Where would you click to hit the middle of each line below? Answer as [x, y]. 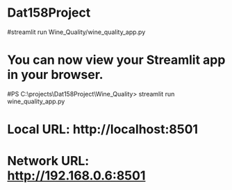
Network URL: [48, 161]
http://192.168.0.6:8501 [76, 176]
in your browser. [55, 75]
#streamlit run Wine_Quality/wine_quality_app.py [76, 32]
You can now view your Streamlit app [116, 60]
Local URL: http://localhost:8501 [103, 129]
